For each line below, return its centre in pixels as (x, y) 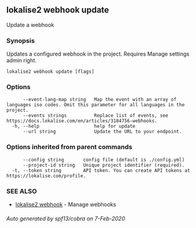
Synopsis (21, 40)
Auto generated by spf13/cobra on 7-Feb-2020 (66, 218)
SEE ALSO (22, 191)
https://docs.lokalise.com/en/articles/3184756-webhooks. (82, 121)
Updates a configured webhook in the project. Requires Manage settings (98, 54)
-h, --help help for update (74, 127)
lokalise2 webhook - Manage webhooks (66, 204)
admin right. (21, 61)
